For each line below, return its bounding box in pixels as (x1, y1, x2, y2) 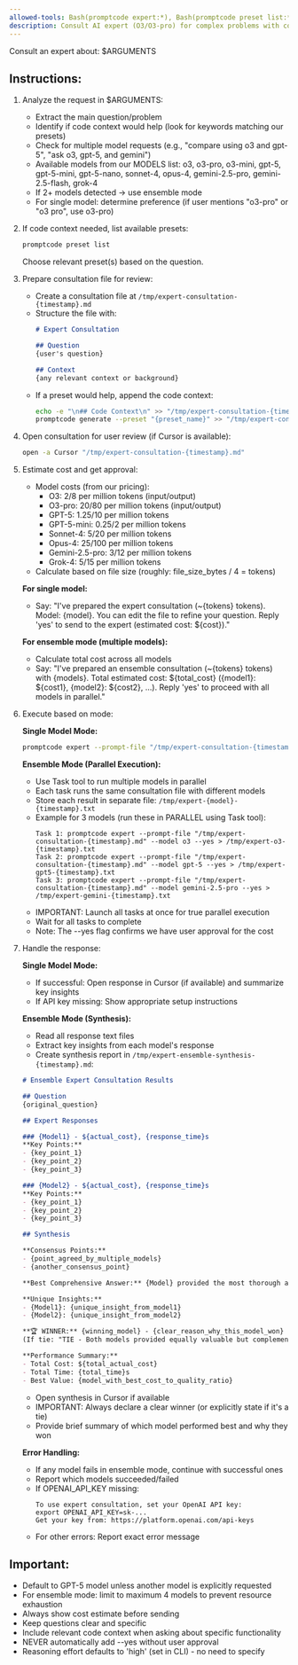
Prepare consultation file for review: (21, 274, 153, 285)
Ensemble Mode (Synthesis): (21, 1013, 131, 1024)
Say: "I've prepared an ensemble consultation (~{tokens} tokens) (35, 663, 273, 674)
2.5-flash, (35, 178, 71, 189)
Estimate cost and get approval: (21, 465, 138, 475)
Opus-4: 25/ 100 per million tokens (48, 538, 174, 549)
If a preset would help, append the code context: (35, 389, 214, 400)
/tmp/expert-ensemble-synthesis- (132, 1051, 255, 1060)
